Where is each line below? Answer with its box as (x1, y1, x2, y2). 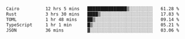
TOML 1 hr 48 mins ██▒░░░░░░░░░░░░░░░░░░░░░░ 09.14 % (6, 17, 180, 22)
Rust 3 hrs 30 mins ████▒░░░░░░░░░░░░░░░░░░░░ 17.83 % (6, 11, 180, 17)
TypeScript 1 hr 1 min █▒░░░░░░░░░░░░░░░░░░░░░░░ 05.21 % (6, 22, 180, 28)
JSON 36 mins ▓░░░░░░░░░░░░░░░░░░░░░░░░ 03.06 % (6, 27, 180, 33)
